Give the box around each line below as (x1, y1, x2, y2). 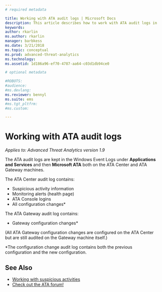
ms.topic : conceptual (5, 47, 49, 53)
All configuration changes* (12, 201, 66, 207)
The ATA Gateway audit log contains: (5, 211, 79, 217)
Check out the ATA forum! (12, 282, 64, 287)
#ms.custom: (5, 106, 29, 111)
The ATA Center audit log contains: (5, 176, 75, 182)
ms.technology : (5, 56, 36, 61)
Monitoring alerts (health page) (12, 191, 74, 197)
